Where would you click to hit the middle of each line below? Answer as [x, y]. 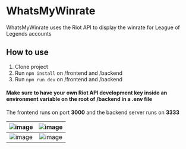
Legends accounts [29, 33]
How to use [27, 53]
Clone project [31, 66]
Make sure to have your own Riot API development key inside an [87, 93]
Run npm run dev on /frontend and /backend [69, 79]
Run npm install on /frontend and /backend [69, 73]
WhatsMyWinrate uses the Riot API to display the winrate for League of [93, 27]
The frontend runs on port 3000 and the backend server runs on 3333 [93, 112]
